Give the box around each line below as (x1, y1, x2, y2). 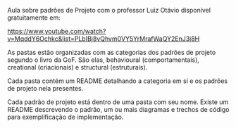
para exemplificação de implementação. (7, 113, 124, 121)
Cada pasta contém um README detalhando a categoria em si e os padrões (7, 77, 228, 85)
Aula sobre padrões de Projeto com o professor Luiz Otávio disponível (7, 6, 211, 14)
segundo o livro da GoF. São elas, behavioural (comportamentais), (7, 56, 199, 64)
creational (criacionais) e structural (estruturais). (7, 63, 148, 71)
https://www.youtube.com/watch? (7, 27, 106, 35)
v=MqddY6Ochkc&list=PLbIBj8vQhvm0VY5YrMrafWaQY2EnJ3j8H (7, 34, 200, 43)
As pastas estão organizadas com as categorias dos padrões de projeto (7, 49, 216, 56)
